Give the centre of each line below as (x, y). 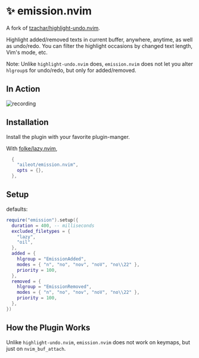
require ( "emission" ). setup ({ (42, 220)
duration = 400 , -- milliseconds (53, 226)
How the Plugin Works (48, 328)
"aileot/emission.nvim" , (48, 165)
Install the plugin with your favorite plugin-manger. (68, 136)
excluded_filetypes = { (41, 231)
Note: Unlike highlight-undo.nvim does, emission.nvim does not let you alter (100, 63)
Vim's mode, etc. (27, 52)
